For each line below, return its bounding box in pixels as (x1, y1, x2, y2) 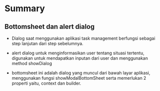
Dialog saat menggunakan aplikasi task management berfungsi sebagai (11, 35, 156, 41)
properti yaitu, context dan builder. (11, 80, 81, 86)
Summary (4, 3, 45, 14)
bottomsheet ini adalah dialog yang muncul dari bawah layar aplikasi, (11, 70, 151, 76)
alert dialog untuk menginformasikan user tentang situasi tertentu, (11, 50, 144, 56)
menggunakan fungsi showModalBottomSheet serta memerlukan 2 (11, 75, 147, 81)
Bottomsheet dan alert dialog (4, 23, 95, 31)
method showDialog (11, 61, 52, 66)
